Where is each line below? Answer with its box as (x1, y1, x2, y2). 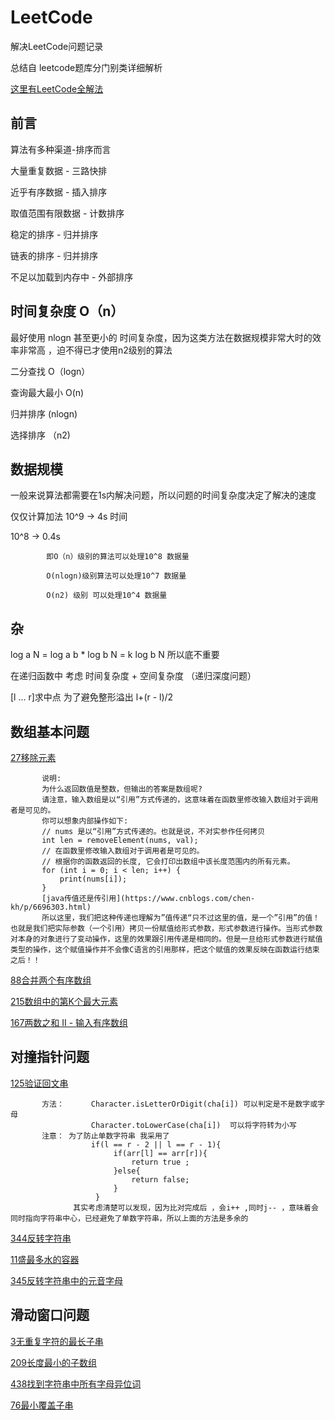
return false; (131, 1174, 190, 1185)
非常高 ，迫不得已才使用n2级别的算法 (18, 344, 173, 356)
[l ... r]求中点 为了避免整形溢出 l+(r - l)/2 (10, 691, 174, 703)
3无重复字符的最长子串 (10, 1335, 104, 1347)
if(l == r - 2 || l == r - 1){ (90, 1139, 222, 1150)
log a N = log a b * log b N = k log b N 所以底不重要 (10, 649, 220, 661)
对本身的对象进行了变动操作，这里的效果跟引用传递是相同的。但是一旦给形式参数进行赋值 (10, 934, 323, 944)
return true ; (131, 1157, 190, 1167)
